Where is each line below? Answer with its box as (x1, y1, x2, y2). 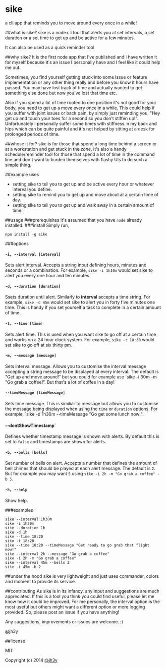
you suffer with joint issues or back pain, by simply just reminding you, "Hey (5, 110, 160, 116)
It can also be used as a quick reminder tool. (5, 44, 96, 50)
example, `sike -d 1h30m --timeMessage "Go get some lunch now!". (5, 411, 144, 417)
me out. (5, 64, 21, 70)
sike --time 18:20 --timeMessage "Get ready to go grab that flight (5, 543, 150, 547)
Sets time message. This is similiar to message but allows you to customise (5, 400, 159, 406)
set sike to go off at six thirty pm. (5, 342, 73, 348)
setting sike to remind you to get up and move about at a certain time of (12, 191, 159, 197)
